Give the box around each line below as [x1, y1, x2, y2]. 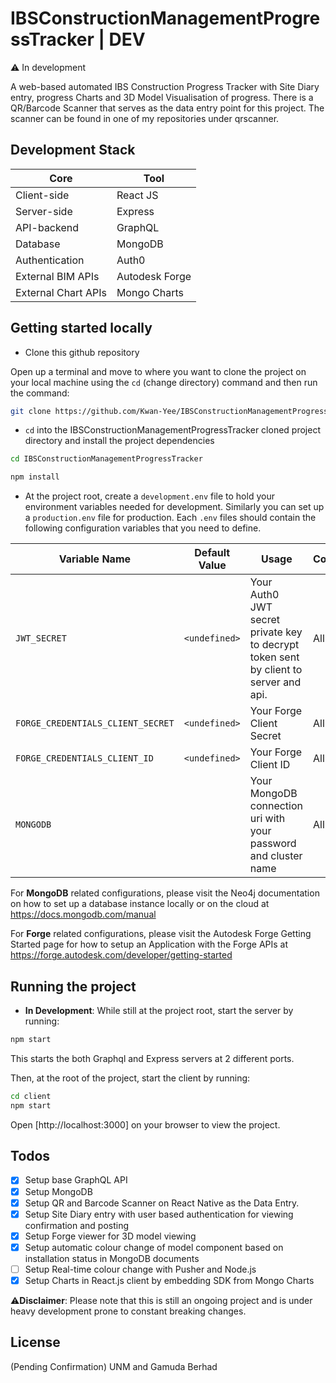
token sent [249, 650, 300, 664]
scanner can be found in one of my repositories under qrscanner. [10, 112, 280, 124]
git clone [10, 406, 52, 416]
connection [249, 799, 304, 813]
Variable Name [58, 552, 132, 566]
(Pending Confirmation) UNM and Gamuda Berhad [10, 1360, 218, 1372]
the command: [10, 387, 70, 399]
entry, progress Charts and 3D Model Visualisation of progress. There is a [10, 91, 314, 103]
